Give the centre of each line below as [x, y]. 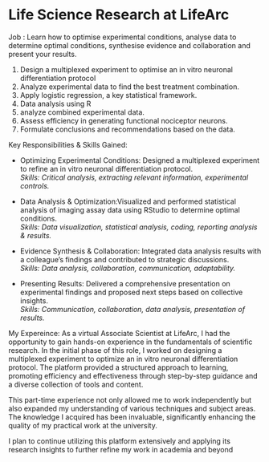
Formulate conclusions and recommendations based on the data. [127, 129]
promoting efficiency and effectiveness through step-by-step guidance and [133, 375]
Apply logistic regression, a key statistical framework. [108, 95]
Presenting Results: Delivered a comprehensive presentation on [125, 283]
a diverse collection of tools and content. [76, 384]
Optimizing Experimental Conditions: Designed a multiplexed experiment [140, 160]
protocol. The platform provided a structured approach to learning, [118, 367]
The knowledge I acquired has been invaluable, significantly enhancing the [132, 417]
